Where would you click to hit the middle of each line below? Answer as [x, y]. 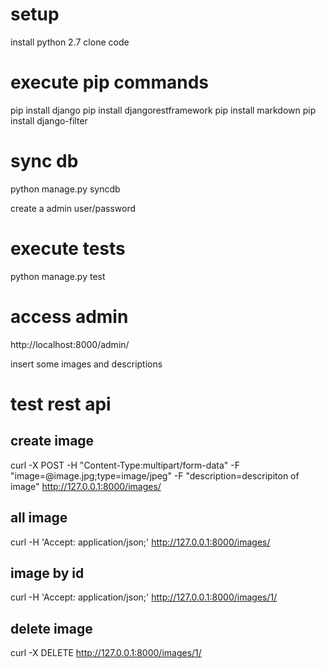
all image [39, 518]
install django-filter [49, 120]
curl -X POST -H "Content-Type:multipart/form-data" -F [125, 465]
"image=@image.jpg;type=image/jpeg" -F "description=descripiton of [155, 475]
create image [52, 441]
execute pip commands [109, 82]
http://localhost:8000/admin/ [70, 344]
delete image [51, 628]
